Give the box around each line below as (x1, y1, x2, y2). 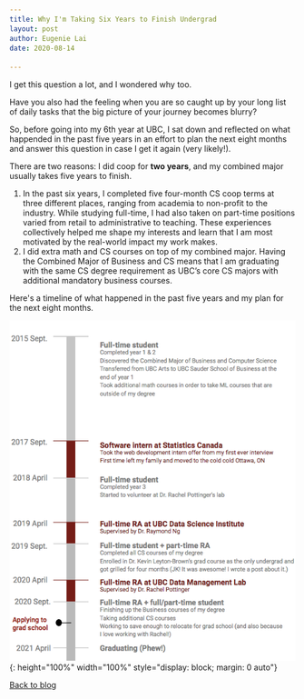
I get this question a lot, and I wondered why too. (9, 79, 192, 90)
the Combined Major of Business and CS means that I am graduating (22, 255, 279, 267)
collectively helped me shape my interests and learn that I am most (22, 227, 273, 238)
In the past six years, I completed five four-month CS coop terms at (22, 188, 275, 199)
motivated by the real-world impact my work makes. (22, 236, 218, 247)
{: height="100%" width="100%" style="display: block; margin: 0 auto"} (9, 662, 279, 673)
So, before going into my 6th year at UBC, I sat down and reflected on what (9, 124, 290, 135)
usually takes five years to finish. (9, 171, 132, 182)
